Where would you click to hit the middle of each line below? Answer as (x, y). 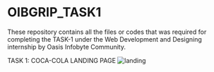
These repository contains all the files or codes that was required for (107, 32)
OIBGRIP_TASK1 (54, 12)
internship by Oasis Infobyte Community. (66, 47)
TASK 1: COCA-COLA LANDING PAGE (62, 60)
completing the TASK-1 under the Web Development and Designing (105, 39)
